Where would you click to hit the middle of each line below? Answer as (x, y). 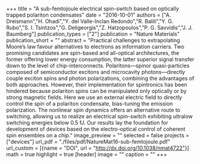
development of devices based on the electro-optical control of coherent (96, 129)
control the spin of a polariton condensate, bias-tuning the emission (90, 103)
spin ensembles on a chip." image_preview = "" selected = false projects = (98, 135)
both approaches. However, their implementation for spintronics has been (97, 85)
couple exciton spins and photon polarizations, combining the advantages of (100, 78)
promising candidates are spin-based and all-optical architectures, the (93, 53)
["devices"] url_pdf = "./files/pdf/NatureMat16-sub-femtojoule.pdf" (88, 142)
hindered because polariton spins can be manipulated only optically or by (96, 91)
